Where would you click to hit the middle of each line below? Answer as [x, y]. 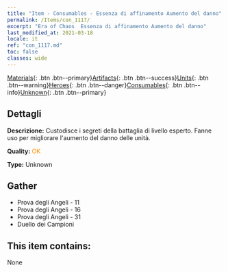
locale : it [23, 39]
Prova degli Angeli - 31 [49, 217]
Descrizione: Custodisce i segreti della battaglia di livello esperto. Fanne [110, 131]
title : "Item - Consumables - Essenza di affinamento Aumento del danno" [115, 13]
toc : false [23, 52]
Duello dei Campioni [45, 225]
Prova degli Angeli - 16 [49, 209]
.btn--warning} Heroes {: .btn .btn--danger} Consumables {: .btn [95, 85]
